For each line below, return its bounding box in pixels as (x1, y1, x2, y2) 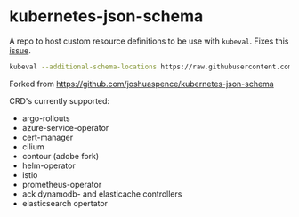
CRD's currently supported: (9, 95, 109, 106)
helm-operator (21, 160, 76, 171)
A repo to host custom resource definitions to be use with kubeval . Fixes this (9, 36, 289, 46)
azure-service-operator (21, 122, 109, 133)
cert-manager (21, 132, 74, 142)
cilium (21, 141, 44, 152)
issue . (9, 44, 31, 55)
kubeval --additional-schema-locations (9, 62, 158, 71)
